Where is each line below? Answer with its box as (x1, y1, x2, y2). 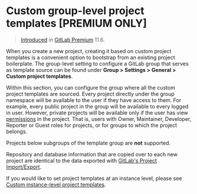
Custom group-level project (6, 4, 145, 18)
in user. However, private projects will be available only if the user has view (6, 109, 189, 116)
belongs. (6, 128, 28, 135)
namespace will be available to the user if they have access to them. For (6, 96, 182, 104)
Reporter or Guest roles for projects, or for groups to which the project (6, 121, 178, 129)
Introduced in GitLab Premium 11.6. (20, 36, 105, 43)
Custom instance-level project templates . (6, 181, 106, 188)
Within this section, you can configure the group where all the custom (6, 84, 176, 91)
